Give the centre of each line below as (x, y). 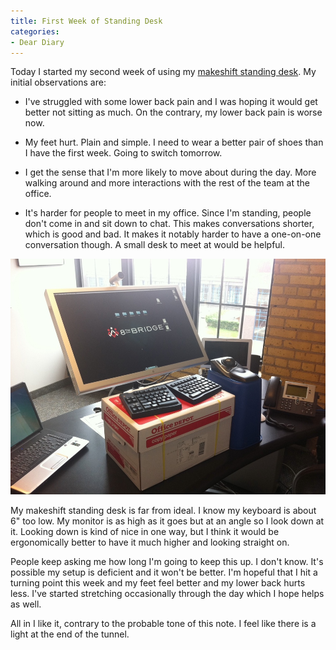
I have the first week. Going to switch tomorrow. (123, 153)
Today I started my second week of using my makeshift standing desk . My (163, 72)
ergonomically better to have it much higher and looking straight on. (150, 542)
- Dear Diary (37, 42)
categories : (35, 31)
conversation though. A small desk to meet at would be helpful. (155, 245)
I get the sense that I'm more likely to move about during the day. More (170, 172)
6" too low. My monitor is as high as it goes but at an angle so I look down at (167, 521)
